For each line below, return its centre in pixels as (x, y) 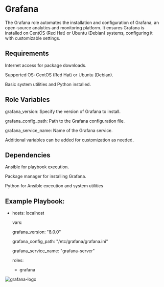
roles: (18, 261)
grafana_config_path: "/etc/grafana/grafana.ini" (60, 242)
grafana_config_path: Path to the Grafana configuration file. (65, 121)
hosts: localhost (28, 213)
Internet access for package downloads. (46, 65)
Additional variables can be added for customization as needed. (70, 140)
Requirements (27, 54)
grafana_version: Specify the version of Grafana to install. (63, 111)
